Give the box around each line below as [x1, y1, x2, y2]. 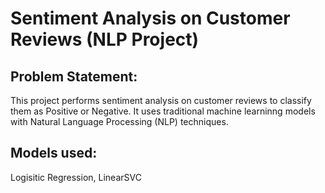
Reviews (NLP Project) [10, 28, 200, 51]
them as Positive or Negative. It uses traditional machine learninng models [10, 105, 316, 117]
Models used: [10, 145, 98, 162]
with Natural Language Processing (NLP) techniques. [10, 116, 229, 127]
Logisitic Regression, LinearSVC [10, 171, 142, 183]
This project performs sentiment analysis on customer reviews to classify [10, 95, 312, 106]
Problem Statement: [10, 68, 138, 85]
